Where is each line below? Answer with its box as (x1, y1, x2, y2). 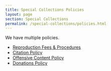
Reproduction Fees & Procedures (12, 44, 81, 50)
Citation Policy (12, 50, 43, 56)
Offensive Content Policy (12, 55, 64, 61)
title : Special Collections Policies (5, 7, 84, 12)
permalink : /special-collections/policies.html (5, 21, 107, 26)
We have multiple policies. (5, 35, 59, 41)
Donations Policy (12, 60, 48, 66)
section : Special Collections (5, 16, 69, 21)
